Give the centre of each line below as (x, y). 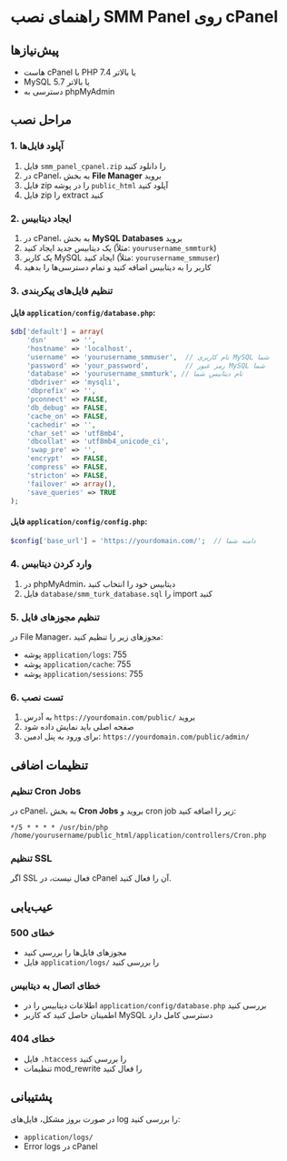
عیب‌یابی (32, 907)
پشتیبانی (31, 1097)
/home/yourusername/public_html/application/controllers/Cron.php (139, 836)
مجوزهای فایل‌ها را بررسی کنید (75, 953)
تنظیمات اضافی (49, 765)
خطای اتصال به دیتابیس (55, 986)
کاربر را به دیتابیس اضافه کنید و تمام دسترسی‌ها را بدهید (117, 267)
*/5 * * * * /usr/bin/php (59, 828)
